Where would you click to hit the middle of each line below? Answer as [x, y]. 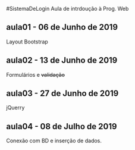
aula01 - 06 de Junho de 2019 [62, 27]
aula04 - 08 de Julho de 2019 [62, 126]
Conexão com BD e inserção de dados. [54, 141]
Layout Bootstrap [27, 42]
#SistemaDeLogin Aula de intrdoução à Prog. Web [67, 9]
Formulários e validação [36, 74]
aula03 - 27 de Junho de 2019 [62, 94]
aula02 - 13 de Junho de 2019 [62, 60]
